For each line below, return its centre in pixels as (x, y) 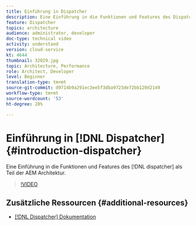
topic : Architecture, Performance (48, 66)
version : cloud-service (35, 50)
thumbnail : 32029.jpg (32, 60)
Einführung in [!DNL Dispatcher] (85, 138)
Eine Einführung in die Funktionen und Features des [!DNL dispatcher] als (94, 167)
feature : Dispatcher (31, 22)
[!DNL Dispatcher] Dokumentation (55, 217)
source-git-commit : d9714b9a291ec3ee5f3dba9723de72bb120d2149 (83, 88)
